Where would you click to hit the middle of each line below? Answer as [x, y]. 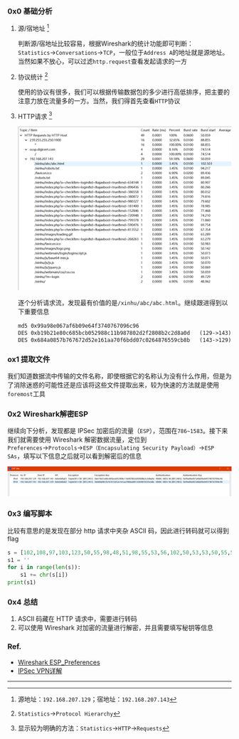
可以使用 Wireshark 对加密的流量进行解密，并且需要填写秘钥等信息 [115, 628]
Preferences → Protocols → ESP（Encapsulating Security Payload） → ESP [111, 448]
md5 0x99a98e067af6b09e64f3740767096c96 [78, 326]
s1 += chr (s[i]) [44, 575]
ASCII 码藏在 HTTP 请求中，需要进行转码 [77, 619]
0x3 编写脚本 [30, 514]
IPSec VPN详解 [40, 671]
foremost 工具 [27, 394]
